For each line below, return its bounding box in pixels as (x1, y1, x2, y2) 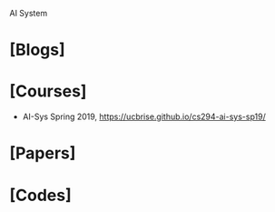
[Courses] (9, 81, 87, 102)
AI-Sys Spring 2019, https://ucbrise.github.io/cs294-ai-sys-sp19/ (22, 111, 266, 122)
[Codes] (9, 185, 73, 206)
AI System (9, 8, 48, 18)
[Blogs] (9, 40, 65, 60)
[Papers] (9, 143, 76, 164)
